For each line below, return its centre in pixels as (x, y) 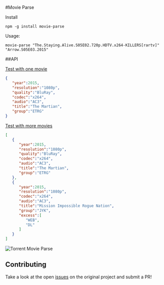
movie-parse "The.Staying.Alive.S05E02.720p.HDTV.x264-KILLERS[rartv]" (82, 45)
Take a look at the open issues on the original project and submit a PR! (78, 277)
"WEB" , (32, 220)
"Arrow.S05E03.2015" (27, 50)
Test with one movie (26, 69)
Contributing (26, 264)
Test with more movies (29, 125)
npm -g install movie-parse (35, 26)
